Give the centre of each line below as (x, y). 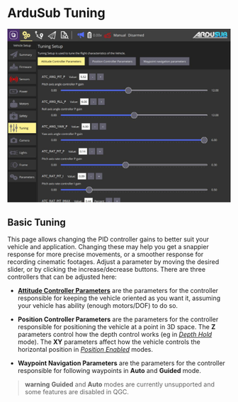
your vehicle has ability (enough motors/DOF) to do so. (98, 306)
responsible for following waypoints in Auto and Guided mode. (109, 371)
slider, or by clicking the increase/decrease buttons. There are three (107, 270)
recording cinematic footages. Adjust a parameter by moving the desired (113, 262)
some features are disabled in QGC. (77, 392)
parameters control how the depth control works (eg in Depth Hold (115, 335)
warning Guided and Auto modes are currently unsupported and (119, 384)
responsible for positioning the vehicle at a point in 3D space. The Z (117, 327)
